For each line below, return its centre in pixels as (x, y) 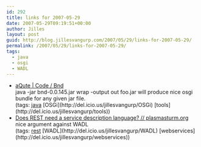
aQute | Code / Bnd (39, 86)
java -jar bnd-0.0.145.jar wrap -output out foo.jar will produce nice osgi (104, 92)
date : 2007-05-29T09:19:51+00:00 (49, 23)
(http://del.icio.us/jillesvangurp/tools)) (63, 111)
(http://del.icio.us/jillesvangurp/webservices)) (72, 137)
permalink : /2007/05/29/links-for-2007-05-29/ (66, 46)
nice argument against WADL (52, 125)
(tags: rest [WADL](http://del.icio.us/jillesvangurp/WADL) (86, 131)
